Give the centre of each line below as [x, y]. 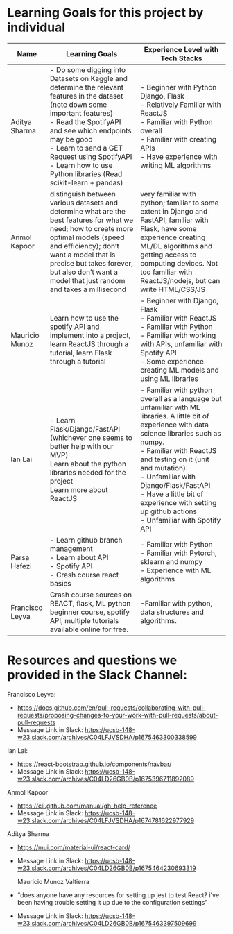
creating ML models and [180, 370]
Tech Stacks [181, 58]
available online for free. [89, 629]
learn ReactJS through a [89, 343]
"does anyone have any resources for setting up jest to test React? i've [118, 895]
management [71, 548]
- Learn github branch [86, 540]
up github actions [169, 511]
